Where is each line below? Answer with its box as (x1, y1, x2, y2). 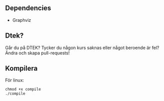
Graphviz (12, 17, 31, 23)
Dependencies (5, 4, 51, 12)
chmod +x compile (5, 87, 41, 92)
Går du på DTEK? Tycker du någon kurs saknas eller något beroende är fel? (5, 45, 160, 50)
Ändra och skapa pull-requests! (5, 50, 70, 56)
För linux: (5, 77, 24, 83)
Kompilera (5, 64, 38, 73)
